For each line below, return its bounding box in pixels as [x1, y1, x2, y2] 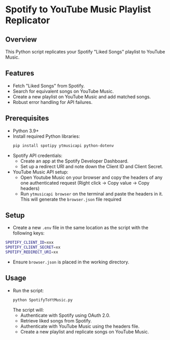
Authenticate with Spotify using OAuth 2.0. [20, 312, 111, 318]
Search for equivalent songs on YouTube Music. [12, 88, 114, 94]
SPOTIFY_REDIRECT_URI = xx [5, 249, 58, 255]
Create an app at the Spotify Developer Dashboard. [20, 158, 129, 164]
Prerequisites [5, 114, 49, 123]
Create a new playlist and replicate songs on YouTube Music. [20, 328, 150, 335]
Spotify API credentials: [12, 152, 62, 158]
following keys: [12, 230, 45, 236]
